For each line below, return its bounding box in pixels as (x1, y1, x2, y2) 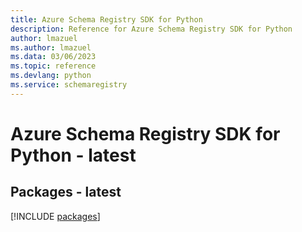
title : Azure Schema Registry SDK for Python (10, 14, 203, 25)
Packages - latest (10, 184, 122, 201)
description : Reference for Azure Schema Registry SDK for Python (10, 24, 293, 34)
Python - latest (10, 144, 137, 166)
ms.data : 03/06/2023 (10, 52, 97, 62)
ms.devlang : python (10, 71, 92, 81)
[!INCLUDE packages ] (10, 210, 101, 222)
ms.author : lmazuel (10, 42, 92, 53)
